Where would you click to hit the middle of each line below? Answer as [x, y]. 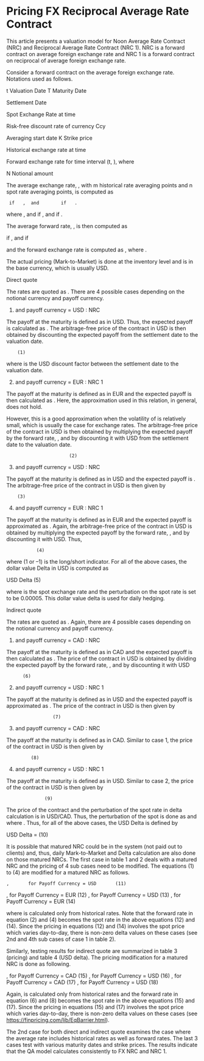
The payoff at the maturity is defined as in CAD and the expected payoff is [100, 652]
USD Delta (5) [24, 580]
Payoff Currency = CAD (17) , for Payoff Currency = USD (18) [82, 982]
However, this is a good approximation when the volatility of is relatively [96, 419]
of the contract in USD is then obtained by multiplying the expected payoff [100, 431]
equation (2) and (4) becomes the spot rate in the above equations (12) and [101, 919]
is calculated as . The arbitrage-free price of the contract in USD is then [96, 328]
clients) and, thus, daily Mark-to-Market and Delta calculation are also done [101, 853]
